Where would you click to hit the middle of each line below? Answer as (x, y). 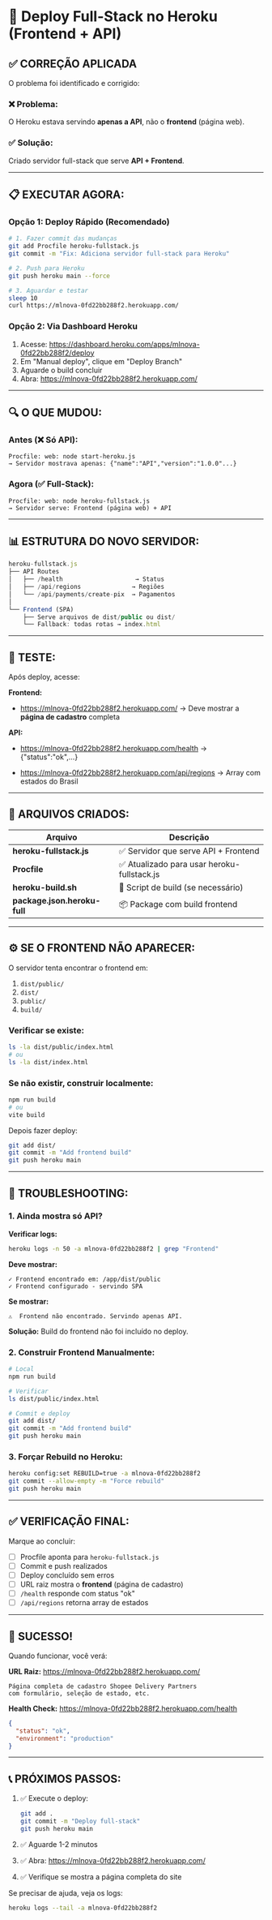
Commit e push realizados (64, 1566)
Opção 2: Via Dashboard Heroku (73, 326)
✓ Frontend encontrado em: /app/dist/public (85, 1279)
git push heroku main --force (59, 276)
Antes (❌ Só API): (43, 440)
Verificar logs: (33, 1234)
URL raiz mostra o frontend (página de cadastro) (102, 1584)
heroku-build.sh (45, 887)
